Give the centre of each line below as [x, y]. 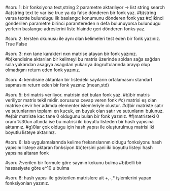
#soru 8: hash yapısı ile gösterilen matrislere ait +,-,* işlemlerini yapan [78, 178]
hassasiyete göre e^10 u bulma [37, 168]
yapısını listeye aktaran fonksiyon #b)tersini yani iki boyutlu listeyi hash [79, 148]
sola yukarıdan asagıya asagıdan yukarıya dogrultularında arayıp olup [78, 64]
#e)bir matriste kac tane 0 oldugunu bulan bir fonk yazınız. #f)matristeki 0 [82, 116]
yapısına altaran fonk [27, 153]
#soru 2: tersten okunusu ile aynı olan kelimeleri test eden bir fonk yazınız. [83, 38]
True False [16, 44]
